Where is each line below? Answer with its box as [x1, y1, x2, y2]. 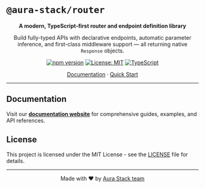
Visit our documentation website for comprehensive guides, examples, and [6, 110, 197, 117]
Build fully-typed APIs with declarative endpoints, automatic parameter [13, 34, 192, 41]
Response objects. [81, 47, 124, 54]
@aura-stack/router [6, 4, 105, 16]
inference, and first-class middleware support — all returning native [17, 40, 188, 48]
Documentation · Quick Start [67, 70, 138, 78]
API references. [6, 117, 46, 124]
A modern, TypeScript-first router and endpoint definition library [18, 22, 187, 29]
